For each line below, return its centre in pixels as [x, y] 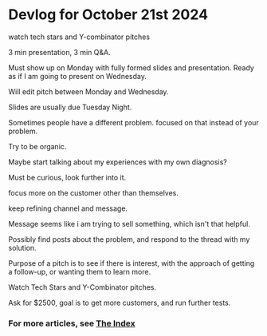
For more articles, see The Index [72, 323]
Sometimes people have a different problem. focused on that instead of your [133, 122]
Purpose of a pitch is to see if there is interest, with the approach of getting [132, 263]
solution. [23, 247]
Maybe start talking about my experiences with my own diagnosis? [118, 162]
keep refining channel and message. [68, 208]
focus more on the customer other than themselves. [94, 192]
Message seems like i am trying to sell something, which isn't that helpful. [130, 223]
